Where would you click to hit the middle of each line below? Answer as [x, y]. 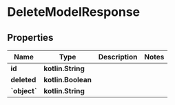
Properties [30, 38]
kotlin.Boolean [68, 80]
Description [118, 57]
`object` [24, 91]
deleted [23, 80]
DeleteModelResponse [74, 12]
